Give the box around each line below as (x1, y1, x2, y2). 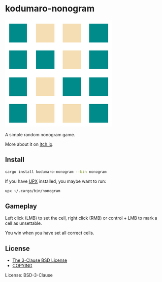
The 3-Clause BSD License (12, 257, 67, 263)
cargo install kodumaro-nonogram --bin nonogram (5, 169, 107, 174)
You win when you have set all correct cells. (5, 230, 95, 236)
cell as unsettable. (5, 220, 42, 226)
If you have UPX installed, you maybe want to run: (5, 178, 107, 184)
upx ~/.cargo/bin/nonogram (5, 188, 61, 193)
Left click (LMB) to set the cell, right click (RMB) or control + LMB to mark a (5, 215, 158, 221)
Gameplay (5, 202, 37, 210)
